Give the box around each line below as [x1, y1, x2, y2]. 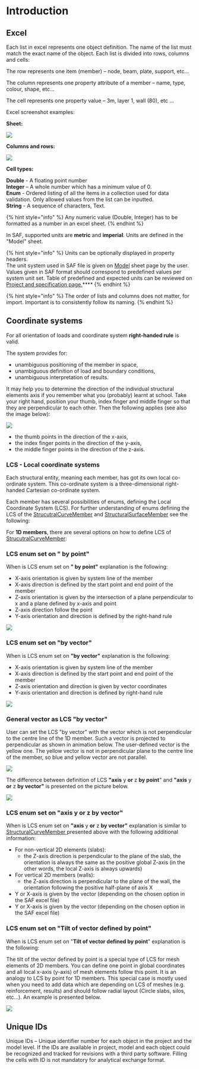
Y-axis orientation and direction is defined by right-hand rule [14, 689, 163, 696]
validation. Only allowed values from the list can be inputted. [6, 196, 154, 203]
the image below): [6, 410, 50, 417]
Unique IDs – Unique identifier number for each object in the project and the [6, 1038, 192, 1045]
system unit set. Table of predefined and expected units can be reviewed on [6, 275, 192, 282]
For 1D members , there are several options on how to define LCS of [6, 529, 172, 536]
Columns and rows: [6, 143, 55, 150]
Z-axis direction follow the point [14, 606, 93, 613]
